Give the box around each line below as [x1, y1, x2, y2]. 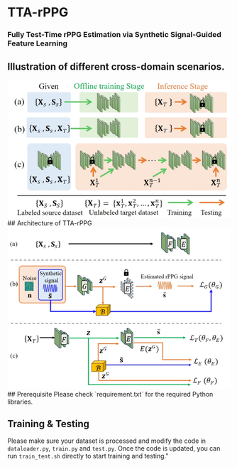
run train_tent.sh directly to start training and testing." [7, 452, 169, 461]
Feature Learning [7, 38, 68, 48]
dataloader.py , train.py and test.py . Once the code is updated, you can [7, 444, 221, 453]
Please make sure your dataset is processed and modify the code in [7, 436, 206, 445]
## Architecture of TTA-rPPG [7, 219, 92, 227]
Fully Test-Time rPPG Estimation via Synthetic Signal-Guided [7, 30, 222, 40]
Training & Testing [7, 418, 90, 430]
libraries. [7, 397, 33, 406]
